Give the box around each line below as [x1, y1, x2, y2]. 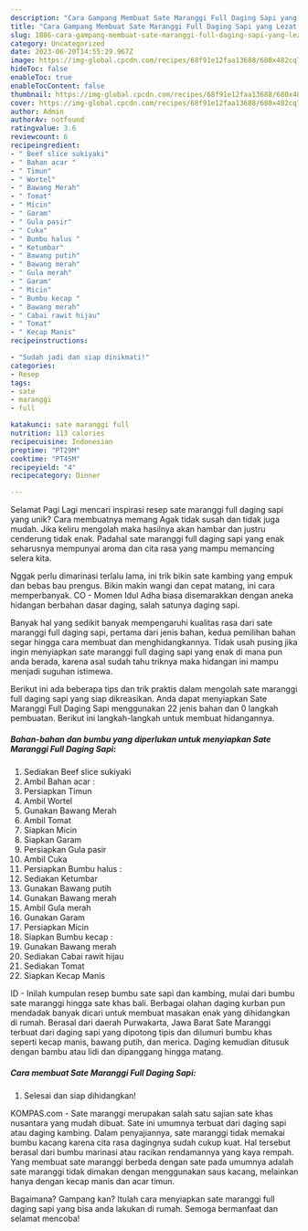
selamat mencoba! [10, 1213, 80, 1225]
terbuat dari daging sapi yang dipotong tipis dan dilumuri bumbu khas [10, 1027, 272, 1038]
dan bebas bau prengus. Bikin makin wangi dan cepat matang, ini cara [10, 580, 275, 591]
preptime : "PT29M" [10, 445, 80, 455]
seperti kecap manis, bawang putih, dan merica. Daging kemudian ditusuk [10, 1036, 290, 1047]
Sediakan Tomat [23, 960, 85, 971]
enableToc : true [10, 73, 72, 82]
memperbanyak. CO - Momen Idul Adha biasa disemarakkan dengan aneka [10, 590, 293, 601]
